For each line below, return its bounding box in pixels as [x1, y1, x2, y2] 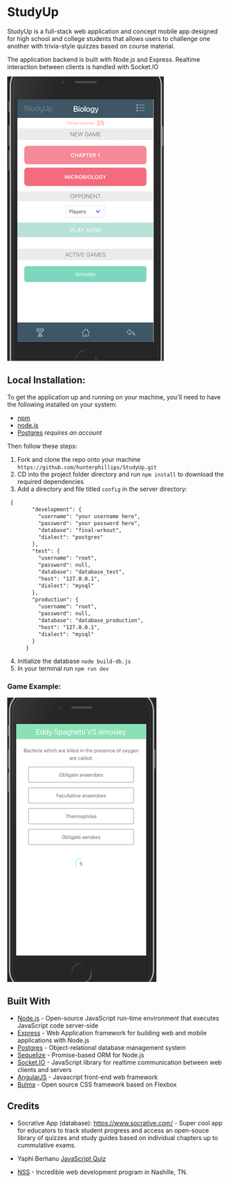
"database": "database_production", [37, 616, 144, 624]
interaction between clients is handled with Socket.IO [7, 62, 159, 71]
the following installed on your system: [7, 400, 118, 408]
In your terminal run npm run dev [17, 664, 109, 673]
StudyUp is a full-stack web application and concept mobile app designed [7, 27, 218, 35]
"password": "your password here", [37, 519, 140, 527]
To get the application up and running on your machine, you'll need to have [7, 392, 221, 401]
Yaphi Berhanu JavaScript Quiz [17, 1154, 107, 1162]
